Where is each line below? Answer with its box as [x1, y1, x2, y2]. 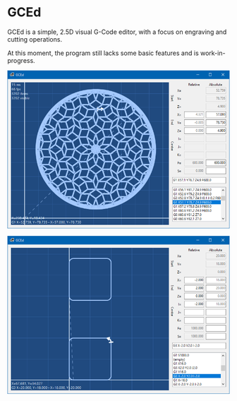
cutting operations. [7, 35, 62, 43]
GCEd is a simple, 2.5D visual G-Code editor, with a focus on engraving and [7, 28, 227, 36]
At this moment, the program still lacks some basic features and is [7, 49, 199, 57]
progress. [7, 56, 35, 64]
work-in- [200, 49, 226, 57]
